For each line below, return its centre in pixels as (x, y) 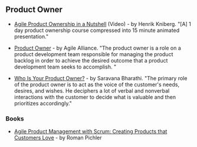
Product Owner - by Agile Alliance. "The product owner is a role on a (97, 48)
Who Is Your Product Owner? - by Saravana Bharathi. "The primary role (101, 78)
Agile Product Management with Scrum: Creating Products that (91, 132)
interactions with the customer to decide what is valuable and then (95, 97)
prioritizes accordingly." (43, 103)
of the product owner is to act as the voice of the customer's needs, (97, 84)
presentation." (31, 36)
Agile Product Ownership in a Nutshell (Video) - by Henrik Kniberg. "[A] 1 (102, 24)
